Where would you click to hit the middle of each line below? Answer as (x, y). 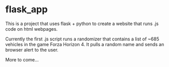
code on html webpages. (31, 29)
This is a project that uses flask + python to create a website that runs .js (82, 24)
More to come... (22, 59)
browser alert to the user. (32, 50)
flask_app (26, 9)
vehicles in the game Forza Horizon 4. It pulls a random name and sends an (85, 44)
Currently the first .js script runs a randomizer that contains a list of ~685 (82, 39)
